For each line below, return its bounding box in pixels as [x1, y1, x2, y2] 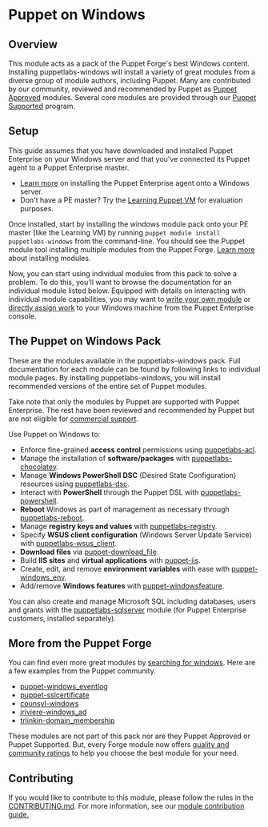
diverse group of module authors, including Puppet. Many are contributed [8, 76, 251, 85]
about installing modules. [8, 253, 91, 263]
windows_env [19, 572, 66, 582]
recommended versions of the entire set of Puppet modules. [8, 381, 207, 391]
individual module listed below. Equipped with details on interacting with [8, 286, 246, 295]
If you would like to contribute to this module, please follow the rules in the [8, 793, 254, 802]
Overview [8, 38, 58, 51]
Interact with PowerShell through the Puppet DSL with [19, 487, 199, 497]
